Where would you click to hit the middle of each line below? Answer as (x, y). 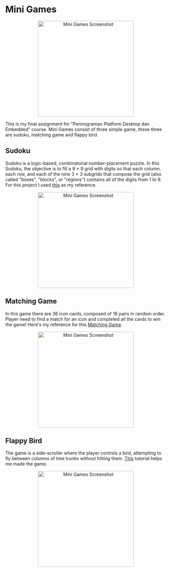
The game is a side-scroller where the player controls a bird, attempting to (83, 453)
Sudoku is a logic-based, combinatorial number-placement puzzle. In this (82, 163)
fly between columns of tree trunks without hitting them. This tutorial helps (84, 459)
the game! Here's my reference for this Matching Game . (64, 324)
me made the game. (26, 464)
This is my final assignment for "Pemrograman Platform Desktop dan (77, 124)
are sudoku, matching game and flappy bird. (52, 134)
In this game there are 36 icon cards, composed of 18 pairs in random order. (85, 313)
